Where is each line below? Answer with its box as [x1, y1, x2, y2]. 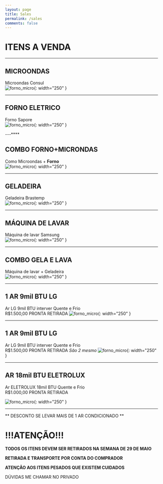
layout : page [5, 7, 32, 12]
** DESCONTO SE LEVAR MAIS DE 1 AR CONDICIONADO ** [5, 412, 124, 419]
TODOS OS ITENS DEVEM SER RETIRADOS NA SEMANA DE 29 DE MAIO [5, 446, 152, 452]
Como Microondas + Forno [5, 158, 59, 164]
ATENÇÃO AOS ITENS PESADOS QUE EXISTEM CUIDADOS [5, 465, 125, 470]
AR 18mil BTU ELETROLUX [5, 371, 85, 380]
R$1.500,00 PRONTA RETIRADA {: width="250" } [5, 310, 131, 316]
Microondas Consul [5, 80, 44, 86]
